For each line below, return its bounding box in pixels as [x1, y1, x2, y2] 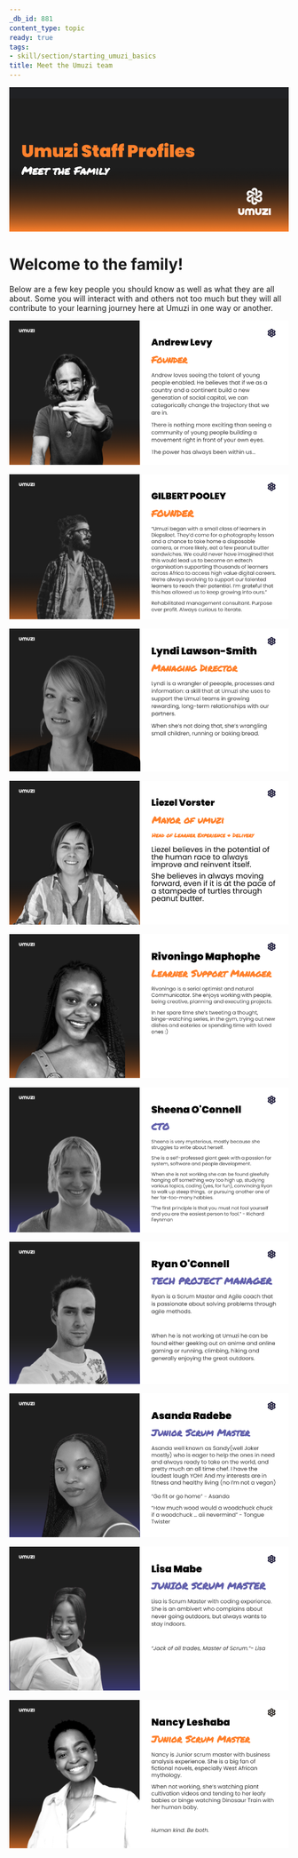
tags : [9, 43, 29, 52]
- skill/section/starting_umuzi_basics [9, 52, 157, 61]
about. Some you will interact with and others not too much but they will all [9, 293, 282, 304]
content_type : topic [9, 23, 86, 33]
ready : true [9, 33, 53, 42]
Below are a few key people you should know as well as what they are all [9, 284, 275, 295]
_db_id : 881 [9, 14, 53, 23]
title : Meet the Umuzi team [9, 61, 114, 70]
